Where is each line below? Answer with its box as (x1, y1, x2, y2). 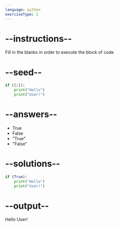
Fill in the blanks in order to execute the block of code (5, 49, 114, 55)
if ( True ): (5, 174, 28, 179)
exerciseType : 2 (5, 12, 38, 17)
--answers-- (5, 109, 58, 120)
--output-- (5, 200, 49, 211)
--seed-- (5, 67, 42, 78)
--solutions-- (5, 158, 60, 169)
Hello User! (5, 217, 28, 223)
